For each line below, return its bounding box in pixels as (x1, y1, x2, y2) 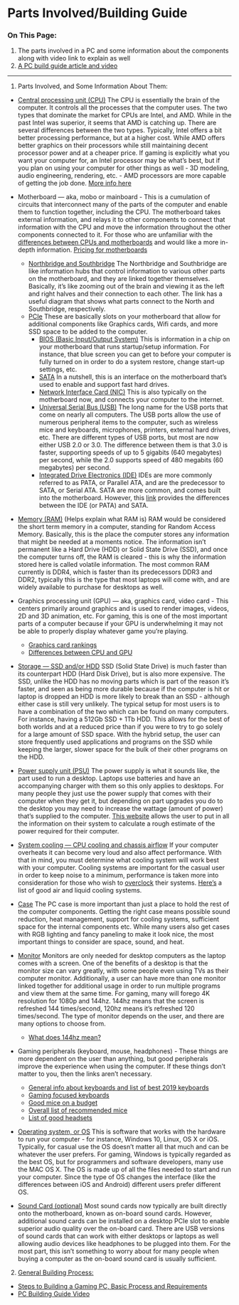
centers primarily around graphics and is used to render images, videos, (17, 604, 229, 613)
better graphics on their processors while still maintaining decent (17, 141, 208, 150)
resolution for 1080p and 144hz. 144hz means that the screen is (17, 997, 205, 1006)
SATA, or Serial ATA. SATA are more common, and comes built (38, 486, 221, 495)
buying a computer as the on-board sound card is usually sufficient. (17, 1255, 217, 1263)
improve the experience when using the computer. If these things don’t (17, 1062, 226, 1071)
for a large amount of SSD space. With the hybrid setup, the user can (17, 730, 221, 739)
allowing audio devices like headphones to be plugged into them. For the (17, 1240, 231, 1248)
